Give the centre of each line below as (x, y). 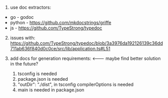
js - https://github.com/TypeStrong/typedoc (56, 28)
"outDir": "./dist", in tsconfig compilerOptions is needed (76, 84)
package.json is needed (43, 79)
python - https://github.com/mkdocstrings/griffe (61, 23)
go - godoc (22, 17)
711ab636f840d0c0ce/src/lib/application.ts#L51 (60, 48)
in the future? (24, 64)
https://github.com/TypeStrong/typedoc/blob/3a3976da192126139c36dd (86, 43)
